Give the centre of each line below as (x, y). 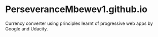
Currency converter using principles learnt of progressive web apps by (79, 23)
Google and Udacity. (27, 28)
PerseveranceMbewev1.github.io (76, 9)
